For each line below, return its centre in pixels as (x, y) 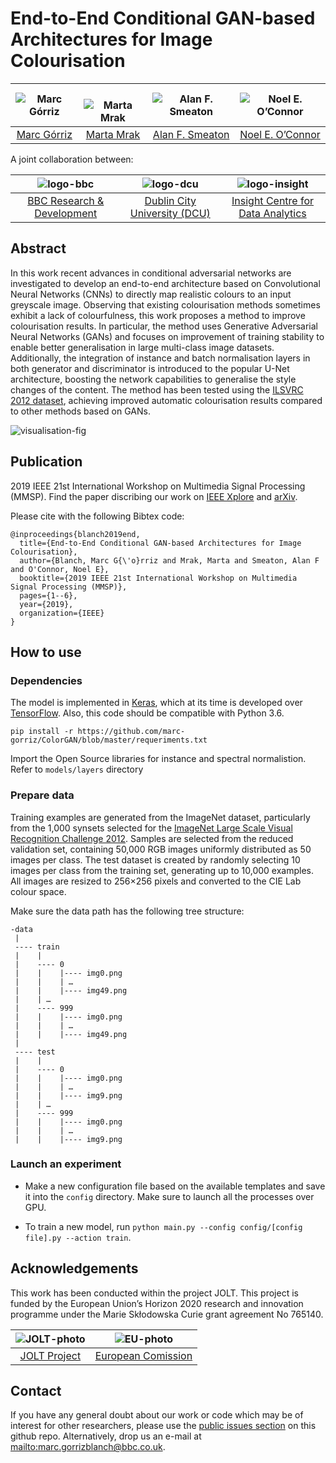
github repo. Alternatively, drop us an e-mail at (106, 1436)
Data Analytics (272, 213)
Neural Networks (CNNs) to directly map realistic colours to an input (151, 294)
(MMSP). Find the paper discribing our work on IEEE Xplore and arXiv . (154, 496)
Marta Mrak (113, 134)
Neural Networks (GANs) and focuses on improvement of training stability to (167, 336)
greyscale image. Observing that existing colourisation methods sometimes (165, 304)
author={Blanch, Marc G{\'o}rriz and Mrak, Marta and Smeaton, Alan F (169, 560)
